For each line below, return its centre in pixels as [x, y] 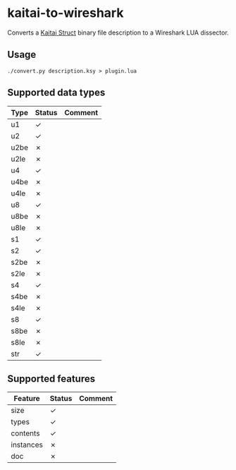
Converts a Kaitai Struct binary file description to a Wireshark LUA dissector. [118, 32]
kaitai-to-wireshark [66, 13]
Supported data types [56, 93]
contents [25, 433]
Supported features [51, 379]
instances [27, 445]
